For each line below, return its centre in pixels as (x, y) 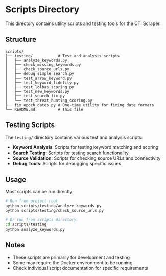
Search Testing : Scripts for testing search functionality (70, 153)
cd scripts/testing (26, 224)
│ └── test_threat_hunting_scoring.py (49, 101)
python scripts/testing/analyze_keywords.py (53, 206)
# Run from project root (32, 201)
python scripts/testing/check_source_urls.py (54, 211)
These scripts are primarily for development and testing (71, 257)
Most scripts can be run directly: (40, 192)
